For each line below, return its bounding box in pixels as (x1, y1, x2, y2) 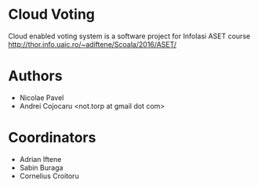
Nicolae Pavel (19, 92, 64, 102)
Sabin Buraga (19, 163, 64, 172)
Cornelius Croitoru (19, 171, 80, 181)
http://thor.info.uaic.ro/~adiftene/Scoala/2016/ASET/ (8, 39, 177, 49)
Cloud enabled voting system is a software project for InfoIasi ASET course (8, 31, 251, 41)
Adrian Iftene (19, 154, 62, 164)
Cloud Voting (8, 5, 96, 23)
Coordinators (8, 129, 96, 146)
